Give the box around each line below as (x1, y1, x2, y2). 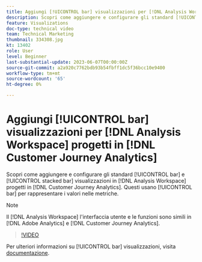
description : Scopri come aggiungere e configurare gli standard (6, 14, 173, 20)
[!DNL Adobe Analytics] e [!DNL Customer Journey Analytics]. (6, 219, 161, 227)
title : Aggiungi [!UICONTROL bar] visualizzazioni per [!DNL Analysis (6, 8, 187, 15)
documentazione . (6, 249, 50, 256)
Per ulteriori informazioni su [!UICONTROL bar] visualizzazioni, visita (6, 243, 176, 250)
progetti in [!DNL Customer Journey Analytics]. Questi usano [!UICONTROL (6, 183, 192, 190)
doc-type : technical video (6, 25, 74, 32)
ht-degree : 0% (6, 82, 42, 88)
